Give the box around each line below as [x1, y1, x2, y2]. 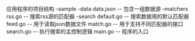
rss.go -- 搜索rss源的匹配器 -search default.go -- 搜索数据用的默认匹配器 [6, 13, 190, 20]
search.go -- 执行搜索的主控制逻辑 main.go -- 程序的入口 [6, 28, 149, 35]
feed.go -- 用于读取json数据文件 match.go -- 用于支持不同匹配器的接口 [6, 20, 183, 27]
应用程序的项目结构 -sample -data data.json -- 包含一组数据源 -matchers [6, 5, 188, 12]
